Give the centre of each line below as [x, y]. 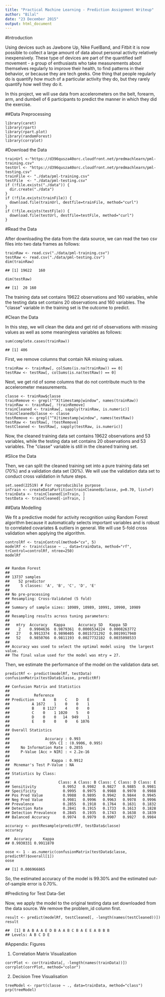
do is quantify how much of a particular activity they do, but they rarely [78, 79]
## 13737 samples [23, 577]
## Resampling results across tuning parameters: [57, 616]
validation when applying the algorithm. [45, 533]
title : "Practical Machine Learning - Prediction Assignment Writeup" [80, 10]
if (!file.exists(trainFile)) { [38, 198]
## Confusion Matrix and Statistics [43, 687]
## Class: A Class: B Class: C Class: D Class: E [81, 783]
